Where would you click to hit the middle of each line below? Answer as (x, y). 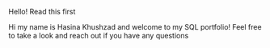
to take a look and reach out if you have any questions (99, 36)
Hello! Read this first (42, 12)
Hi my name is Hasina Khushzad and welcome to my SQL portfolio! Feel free (135, 27)
